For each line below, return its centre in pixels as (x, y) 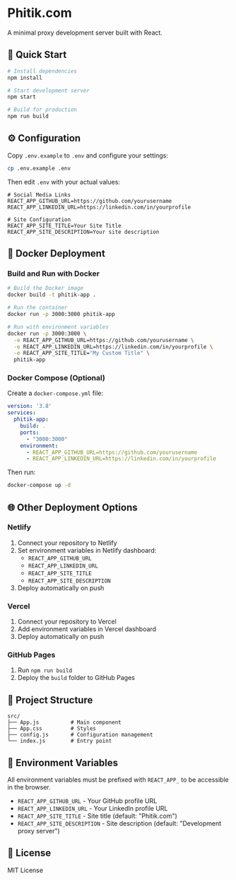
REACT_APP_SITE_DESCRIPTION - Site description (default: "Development (119, 823)
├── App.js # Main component (64, 722)
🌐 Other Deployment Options (72, 507)
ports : (30, 433)
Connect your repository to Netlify (67, 543)
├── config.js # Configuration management (80, 735)
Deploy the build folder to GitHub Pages (76, 678)
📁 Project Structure (50, 700)
